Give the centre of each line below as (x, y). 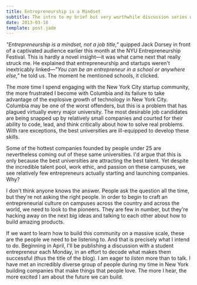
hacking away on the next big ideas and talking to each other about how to (96, 216)
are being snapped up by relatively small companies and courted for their (95, 118)
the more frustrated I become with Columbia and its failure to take (86, 93)
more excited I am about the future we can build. (65, 277)
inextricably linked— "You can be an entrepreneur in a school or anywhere (96, 69)
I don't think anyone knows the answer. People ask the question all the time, (98, 191)
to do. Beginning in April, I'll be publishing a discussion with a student (90, 246)
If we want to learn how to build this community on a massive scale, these (95, 233)
